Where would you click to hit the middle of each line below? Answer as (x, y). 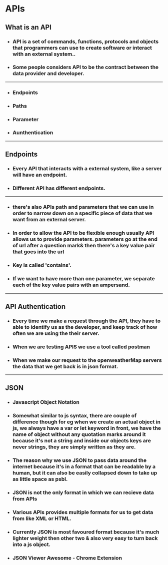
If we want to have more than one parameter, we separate (83, 279)
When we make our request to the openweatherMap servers (87, 360)
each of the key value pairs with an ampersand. (71, 285)
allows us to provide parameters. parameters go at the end (85, 239)
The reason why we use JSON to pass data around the (79, 460)
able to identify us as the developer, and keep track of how (85, 327)
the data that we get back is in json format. (65, 366)
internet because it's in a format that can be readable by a (84, 467)
